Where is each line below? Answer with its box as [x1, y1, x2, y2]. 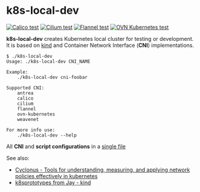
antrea [17, 90, 34, 96]
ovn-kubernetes [17, 111, 56, 117]
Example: [6, 69, 28, 75]
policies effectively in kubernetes [15, 172, 98, 179]
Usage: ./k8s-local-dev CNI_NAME [6, 58, 91, 64]
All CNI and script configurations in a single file [6, 143, 126, 150]
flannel [17, 106, 36, 112]
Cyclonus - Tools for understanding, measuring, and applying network [15, 166, 190, 173]
